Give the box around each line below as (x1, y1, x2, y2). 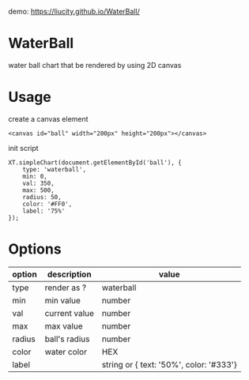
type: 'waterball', (22, 165, 87, 173)
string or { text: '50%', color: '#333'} (101, 359, 237, 370)
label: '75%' (22, 207, 66, 215)
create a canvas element (8, 114, 89, 123)
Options (8, 240, 62, 258)
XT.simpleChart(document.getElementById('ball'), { (8, 158, 182, 167)
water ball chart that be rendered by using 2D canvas (8, 60, 182, 70)
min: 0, (22, 172, 47, 180)
